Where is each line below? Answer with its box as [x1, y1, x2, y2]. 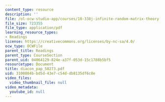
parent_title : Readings [5, 48, 54, 53]
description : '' [5, 12, 38, 17]
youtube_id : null [9, 89, 45, 94]
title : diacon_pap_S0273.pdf [5, 67, 65, 72]
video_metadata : [5, 84, 38, 90]
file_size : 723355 [5, 21, 43, 26]
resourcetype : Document [5, 62, 54, 67]
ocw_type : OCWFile [5, 44, 43, 49]
